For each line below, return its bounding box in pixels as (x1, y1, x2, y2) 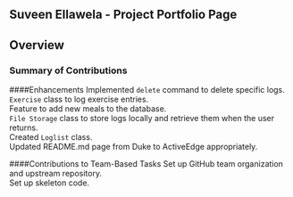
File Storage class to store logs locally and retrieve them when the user (9, 113, 275, 124)
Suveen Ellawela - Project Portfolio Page (9, 7, 238, 22)
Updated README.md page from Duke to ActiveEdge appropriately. (9, 142, 258, 152)
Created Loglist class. (9, 132, 93, 143)
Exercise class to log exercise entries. (9, 94, 149, 105)
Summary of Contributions (9, 64, 128, 77)
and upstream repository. (9, 168, 103, 179)
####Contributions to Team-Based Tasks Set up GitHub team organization (9, 159, 284, 169)
